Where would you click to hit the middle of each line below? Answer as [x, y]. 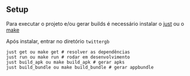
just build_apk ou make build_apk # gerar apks [66, 62]
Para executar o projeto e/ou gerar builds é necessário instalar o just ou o [95, 23]
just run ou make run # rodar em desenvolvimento [68, 57]
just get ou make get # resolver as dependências [68, 52]
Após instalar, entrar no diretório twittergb [58, 41]
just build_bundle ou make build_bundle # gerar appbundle [80, 67]
